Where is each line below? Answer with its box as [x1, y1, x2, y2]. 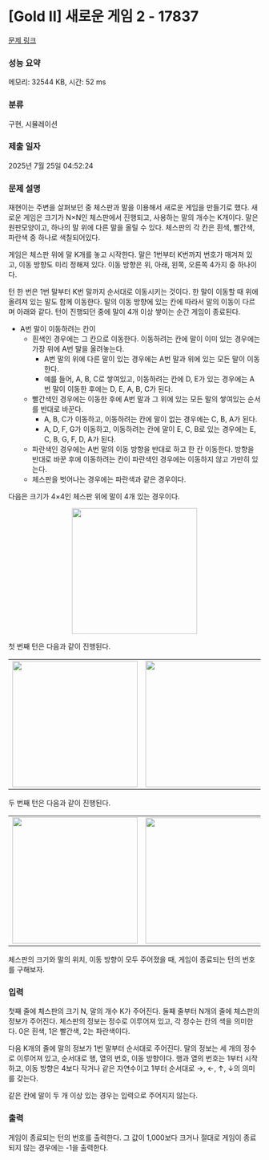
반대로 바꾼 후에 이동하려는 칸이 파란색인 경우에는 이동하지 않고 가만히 [31, 454, 251, 464]
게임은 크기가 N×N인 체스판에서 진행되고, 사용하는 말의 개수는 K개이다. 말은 [22, 213, 259, 222]
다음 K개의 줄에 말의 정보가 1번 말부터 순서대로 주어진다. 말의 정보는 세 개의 [8, 1044, 242, 1053]
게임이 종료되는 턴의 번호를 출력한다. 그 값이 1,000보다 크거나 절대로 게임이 [8, 1133, 242, 1142]
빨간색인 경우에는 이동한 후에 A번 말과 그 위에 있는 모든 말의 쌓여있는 [31, 394, 247, 404]
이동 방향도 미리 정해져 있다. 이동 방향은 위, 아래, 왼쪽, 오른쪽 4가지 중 [18, 260, 236, 270]
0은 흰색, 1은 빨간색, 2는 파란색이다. [18, 1027, 130, 1036]
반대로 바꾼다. [40, 405, 84, 414]
